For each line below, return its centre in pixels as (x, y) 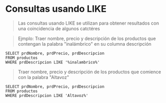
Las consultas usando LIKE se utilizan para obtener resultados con (88, 23)
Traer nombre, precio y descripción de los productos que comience (89, 72)
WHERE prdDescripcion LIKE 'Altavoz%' (47, 95)
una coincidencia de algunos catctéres (59, 28)
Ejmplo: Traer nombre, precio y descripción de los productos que (87, 38)
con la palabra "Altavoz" (43, 77)
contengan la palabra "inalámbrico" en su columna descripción (85, 44)
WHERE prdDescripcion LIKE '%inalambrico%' (53, 62)
